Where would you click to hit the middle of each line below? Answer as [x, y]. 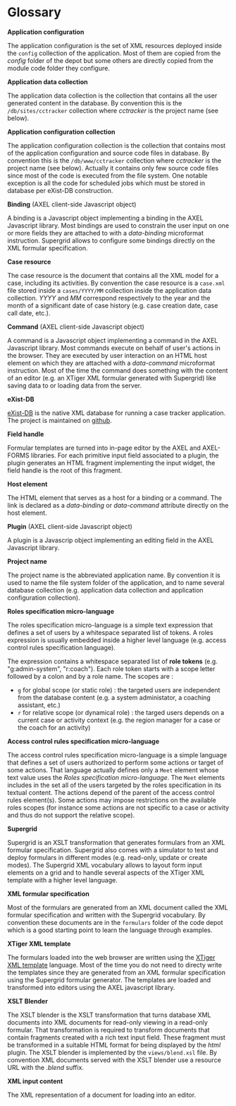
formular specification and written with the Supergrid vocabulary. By [106, 915]
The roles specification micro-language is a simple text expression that [110, 625]
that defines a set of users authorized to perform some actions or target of [116, 762]
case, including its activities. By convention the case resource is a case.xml [116, 283]
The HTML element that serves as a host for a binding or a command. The [114, 497]
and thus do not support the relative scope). [71, 815]
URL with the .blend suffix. [46, 1067]
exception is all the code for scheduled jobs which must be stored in [106, 183]
